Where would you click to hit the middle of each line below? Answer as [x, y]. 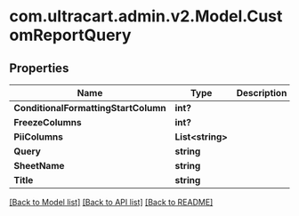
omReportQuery [70, 35]
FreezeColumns [48, 122]
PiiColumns [39, 137]
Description [262, 93]
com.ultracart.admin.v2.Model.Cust [146, 16]
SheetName [39, 166]
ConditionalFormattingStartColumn [90, 108]
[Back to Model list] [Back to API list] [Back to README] [111, 202]
